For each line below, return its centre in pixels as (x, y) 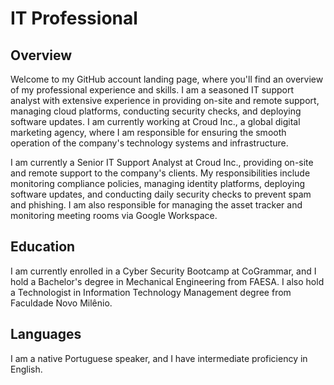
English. (26, 369)
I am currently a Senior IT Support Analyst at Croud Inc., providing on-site (162, 162)
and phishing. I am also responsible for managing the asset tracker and (156, 205)
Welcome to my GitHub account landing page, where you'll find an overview (167, 79)
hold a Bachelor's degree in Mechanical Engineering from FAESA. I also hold (167, 281)
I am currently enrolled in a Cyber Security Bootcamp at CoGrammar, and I (163, 271)
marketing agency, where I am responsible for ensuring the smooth (148, 132)
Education (43, 247)
